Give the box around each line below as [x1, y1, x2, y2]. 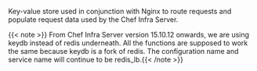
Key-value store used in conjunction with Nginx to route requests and [8, 7, 232, 16]
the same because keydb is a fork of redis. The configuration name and [8, 47, 239, 55]
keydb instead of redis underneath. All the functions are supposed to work [8, 38, 248, 48]
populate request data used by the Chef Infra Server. [8, 15, 179, 24]
